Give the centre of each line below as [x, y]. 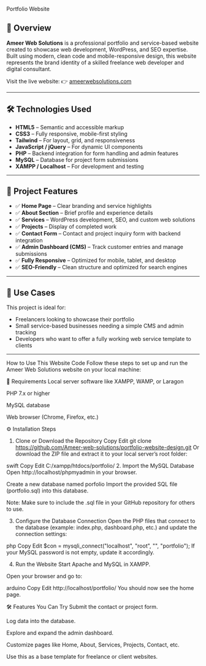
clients [24, 345]
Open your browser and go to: [44, 576]
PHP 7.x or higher [28, 393]
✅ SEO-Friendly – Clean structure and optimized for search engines [101, 267]
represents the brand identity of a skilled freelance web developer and [95, 62]
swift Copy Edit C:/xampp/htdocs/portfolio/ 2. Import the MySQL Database [100, 466]
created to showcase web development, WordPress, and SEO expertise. [97, 49]
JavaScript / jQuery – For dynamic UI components [79, 147]
